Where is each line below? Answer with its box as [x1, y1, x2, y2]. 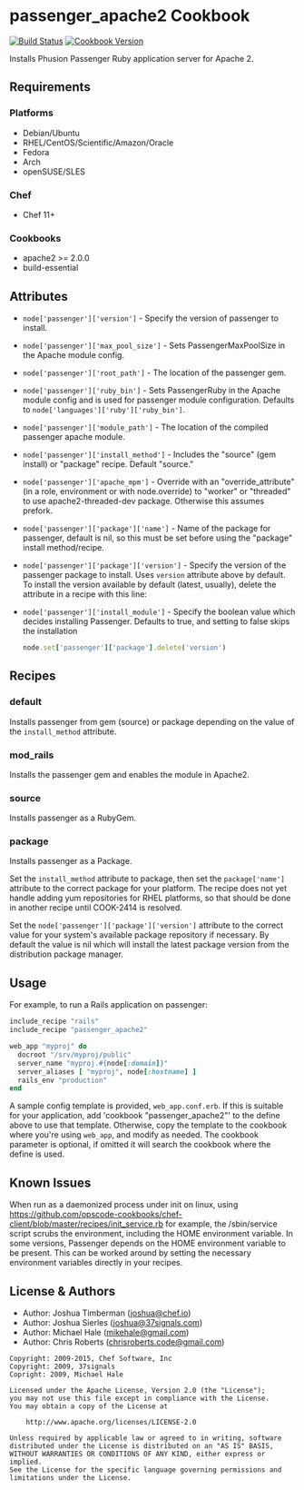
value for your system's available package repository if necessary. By [9, 929, 270, 940]
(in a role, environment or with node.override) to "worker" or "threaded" [22, 486, 291, 497]
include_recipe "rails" [9, 1017, 100, 1027]
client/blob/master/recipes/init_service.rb [9, 1218, 164, 1229]
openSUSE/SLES [22, 165, 86, 177]
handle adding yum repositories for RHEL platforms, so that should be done [9, 892, 291, 904]
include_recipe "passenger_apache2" [9, 1026, 148, 1035]
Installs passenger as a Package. [9, 856, 132, 867]
